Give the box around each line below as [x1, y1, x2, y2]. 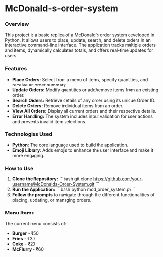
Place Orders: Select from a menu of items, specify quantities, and [12, 76, 148, 82]
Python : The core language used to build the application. [12, 142, 129, 148]
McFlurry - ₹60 [12, 246, 44, 252]
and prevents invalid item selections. [12, 118, 87, 124]
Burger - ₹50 [12, 230, 39, 236]
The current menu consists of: [5, 220, 66, 226]
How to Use [5, 165, 33, 171]
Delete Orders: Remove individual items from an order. [12, 102, 124, 109]
